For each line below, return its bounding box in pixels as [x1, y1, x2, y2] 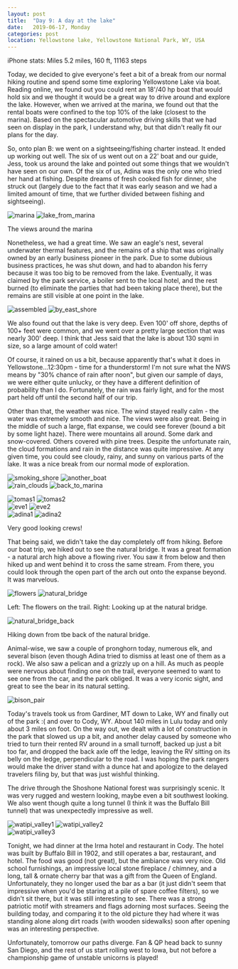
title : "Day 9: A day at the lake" [7, 17, 116, 24]
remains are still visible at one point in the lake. [7, 291, 144, 300]
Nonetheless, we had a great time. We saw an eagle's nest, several [7, 239, 204, 247]
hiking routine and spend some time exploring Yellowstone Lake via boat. [7, 77, 222, 86]
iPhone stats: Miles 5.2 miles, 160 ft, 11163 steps [7, 56, 147, 65]
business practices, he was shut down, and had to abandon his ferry [7, 261, 208, 270]
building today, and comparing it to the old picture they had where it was [7, 909, 220, 918]
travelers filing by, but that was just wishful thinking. [7, 770, 160, 778]
